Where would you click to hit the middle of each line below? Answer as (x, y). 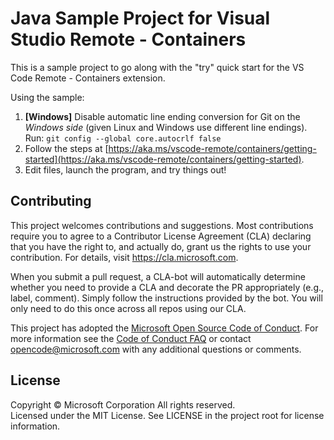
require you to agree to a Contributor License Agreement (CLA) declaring (161, 236)
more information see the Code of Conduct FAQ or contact (131, 338)
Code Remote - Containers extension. (88, 78)
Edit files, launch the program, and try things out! (125, 169)
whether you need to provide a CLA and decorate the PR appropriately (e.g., (167, 287)
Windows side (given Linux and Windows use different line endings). (166, 127)
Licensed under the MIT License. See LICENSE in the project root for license (167, 415)
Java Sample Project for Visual (140, 18)
